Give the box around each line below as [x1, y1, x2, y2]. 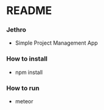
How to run [6, 84, 40, 92]
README [6, 4, 52, 18]
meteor [15, 98, 33, 105]
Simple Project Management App [15, 39, 99, 46]
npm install [15, 68, 43, 76]
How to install [6, 54, 47, 63]
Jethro [6, 26, 26, 34]
